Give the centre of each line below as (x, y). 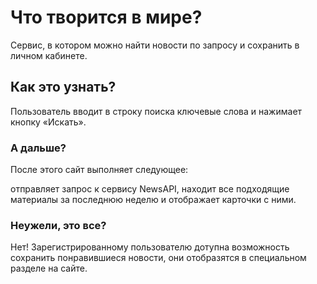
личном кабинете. (49, 55)
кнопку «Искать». (48, 122)
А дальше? (38, 148)
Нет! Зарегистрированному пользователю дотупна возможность (150, 247)
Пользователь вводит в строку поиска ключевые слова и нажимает (156, 111)
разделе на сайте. (49, 268)
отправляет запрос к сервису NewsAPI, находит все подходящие (150, 189)
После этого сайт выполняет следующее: (99, 170)
